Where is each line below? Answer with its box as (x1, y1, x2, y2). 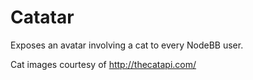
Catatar (10, 6, 75, 29)
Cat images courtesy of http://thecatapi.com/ (10, 58, 197, 70)
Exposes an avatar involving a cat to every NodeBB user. (10, 39, 244, 51)
